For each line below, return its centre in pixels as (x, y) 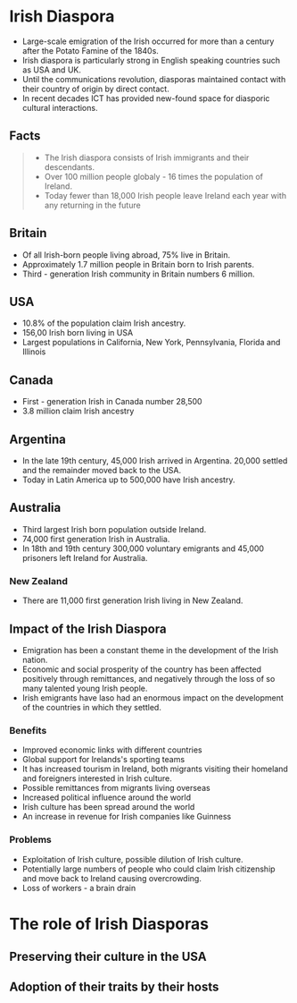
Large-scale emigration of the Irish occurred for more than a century (148, 41)
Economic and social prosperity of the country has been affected (141, 669)
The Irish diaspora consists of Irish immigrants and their (147, 157)
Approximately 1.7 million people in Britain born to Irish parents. (138, 264)
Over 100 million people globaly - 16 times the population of (153, 176)
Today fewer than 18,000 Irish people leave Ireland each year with (165, 195)
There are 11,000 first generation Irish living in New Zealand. (132, 600)
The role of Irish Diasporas (109, 924)
